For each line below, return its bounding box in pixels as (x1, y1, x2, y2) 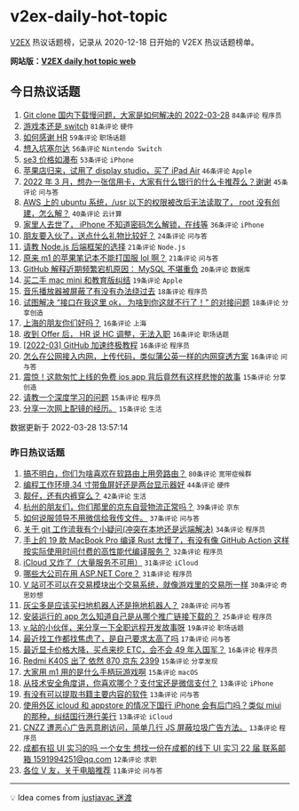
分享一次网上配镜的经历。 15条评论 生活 (22, 403, 162, 414)
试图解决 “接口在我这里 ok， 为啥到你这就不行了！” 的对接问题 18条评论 (22, 296, 280, 308)
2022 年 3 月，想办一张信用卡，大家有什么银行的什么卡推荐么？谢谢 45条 (22, 176, 288, 187)
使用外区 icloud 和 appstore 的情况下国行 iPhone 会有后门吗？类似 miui (22, 700, 282, 711)
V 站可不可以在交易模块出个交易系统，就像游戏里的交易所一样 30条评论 (22, 580, 279, 590)
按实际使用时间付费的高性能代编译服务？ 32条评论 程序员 (22, 546, 224, 557)
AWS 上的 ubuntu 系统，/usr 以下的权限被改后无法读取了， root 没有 (22, 197, 272, 207)
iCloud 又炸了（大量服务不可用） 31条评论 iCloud (22, 558, 199, 568)
